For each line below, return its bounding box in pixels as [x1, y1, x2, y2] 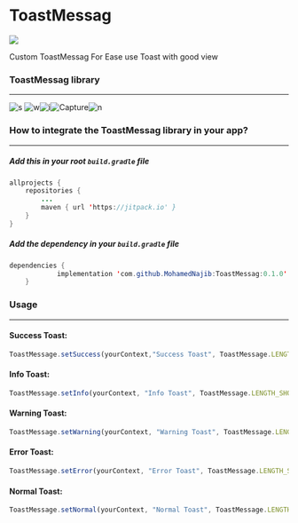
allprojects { [9, 178, 62, 187]
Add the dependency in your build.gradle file [9, 239, 180, 250]
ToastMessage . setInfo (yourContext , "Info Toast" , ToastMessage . [9, 388, 252, 398]
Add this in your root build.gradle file [9, 156, 150, 167]
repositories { [25, 186, 82, 195]
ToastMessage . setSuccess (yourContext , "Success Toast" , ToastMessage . [9, 350, 272, 359]
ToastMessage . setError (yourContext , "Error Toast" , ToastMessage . [9, 467, 260, 476]
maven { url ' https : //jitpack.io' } [41, 203, 176, 212]
